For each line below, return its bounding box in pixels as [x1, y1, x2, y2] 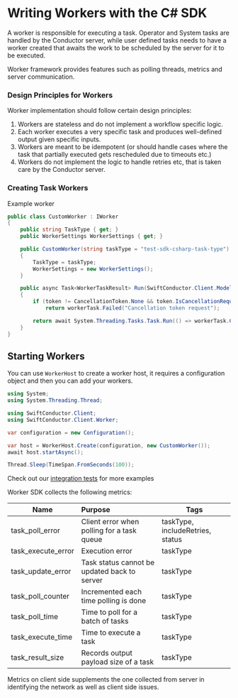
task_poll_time [11, 612, 59, 622]
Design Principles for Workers [7, 90, 113, 100]
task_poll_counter [11, 591, 69, 601]
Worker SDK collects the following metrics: [7, 488, 132, 496]
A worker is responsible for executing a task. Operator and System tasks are [7, 28, 230, 37]
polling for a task [81, 525, 137, 535]
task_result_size [11, 653, 64, 662]
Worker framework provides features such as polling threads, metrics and [7, 65, 223, 73]
